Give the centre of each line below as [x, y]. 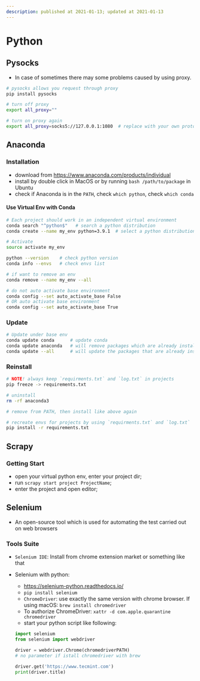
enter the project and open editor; [56, 489]
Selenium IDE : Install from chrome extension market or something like [100, 557]
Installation [23, 162]
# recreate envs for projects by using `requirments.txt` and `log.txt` [98, 422]
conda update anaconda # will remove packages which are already [92, 346]
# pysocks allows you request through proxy [62, 88]
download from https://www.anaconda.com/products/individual [93, 175]
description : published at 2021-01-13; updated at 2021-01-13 [85, 12]
